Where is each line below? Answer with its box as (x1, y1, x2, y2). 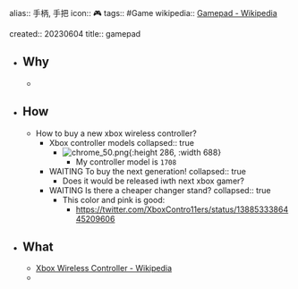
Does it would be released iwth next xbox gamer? (62, 175, 244, 186)
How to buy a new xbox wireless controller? (35, 128, 197, 139)
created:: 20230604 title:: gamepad (9, 29, 141, 38)
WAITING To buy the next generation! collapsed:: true (48, 166, 246, 176)
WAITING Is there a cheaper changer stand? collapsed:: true (48, 184, 271, 195)
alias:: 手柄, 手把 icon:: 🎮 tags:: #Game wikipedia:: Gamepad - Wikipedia (9, 8, 277, 18)
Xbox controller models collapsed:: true (48, 137, 195, 148)
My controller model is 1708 (75, 156, 177, 167)
